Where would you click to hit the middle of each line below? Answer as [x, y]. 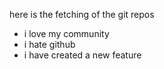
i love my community [66, 33]
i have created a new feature [82, 55]
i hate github [49, 44]
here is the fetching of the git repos [82, 14]
